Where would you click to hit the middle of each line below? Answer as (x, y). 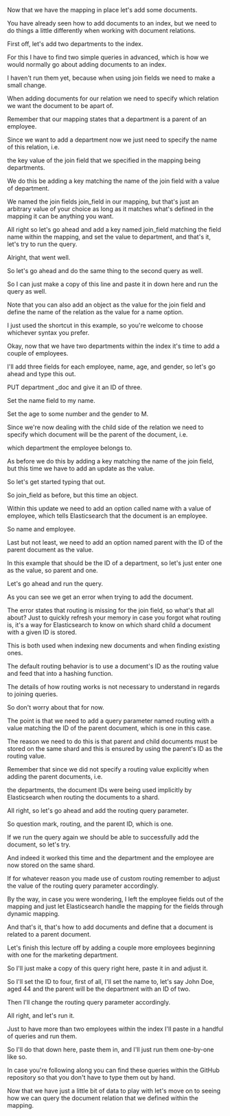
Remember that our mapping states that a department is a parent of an (107, 119)
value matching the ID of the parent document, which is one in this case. (110, 728)
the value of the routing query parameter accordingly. (83, 886)
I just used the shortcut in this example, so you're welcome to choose (105, 325)
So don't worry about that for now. (56, 707)
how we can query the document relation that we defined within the (103, 1098)
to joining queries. (33, 694)
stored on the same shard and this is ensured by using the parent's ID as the (115, 748)
